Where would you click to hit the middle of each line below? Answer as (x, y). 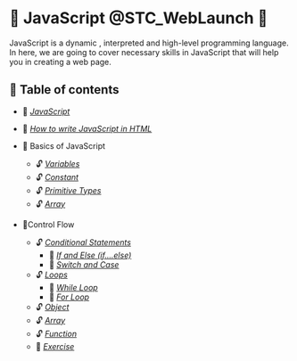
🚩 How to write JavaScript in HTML (87, 128)
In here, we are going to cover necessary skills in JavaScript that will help (144, 52)
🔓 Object (52, 307)
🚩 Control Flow (48, 224)
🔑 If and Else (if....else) (90, 255)
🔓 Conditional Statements (83, 242)
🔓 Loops (52, 275)
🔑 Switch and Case (84, 264)
